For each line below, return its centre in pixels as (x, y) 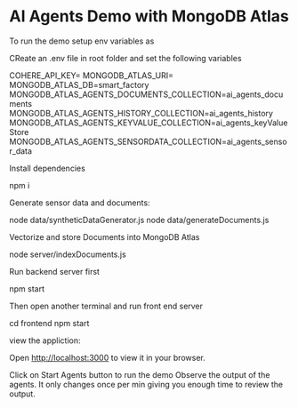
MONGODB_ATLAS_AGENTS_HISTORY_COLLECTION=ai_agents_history (141, 113)
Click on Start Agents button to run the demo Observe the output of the (140, 374)
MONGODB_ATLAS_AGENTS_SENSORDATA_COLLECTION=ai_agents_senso (148, 141)
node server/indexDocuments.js (68, 254)
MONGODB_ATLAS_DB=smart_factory (79, 84)
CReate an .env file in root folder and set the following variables (125, 58)
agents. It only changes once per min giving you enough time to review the (146, 384)
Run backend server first (55, 271)
